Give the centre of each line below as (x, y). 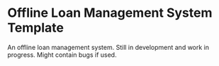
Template (35, 28)
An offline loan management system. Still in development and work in (108, 47)
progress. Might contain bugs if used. (62, 55)
